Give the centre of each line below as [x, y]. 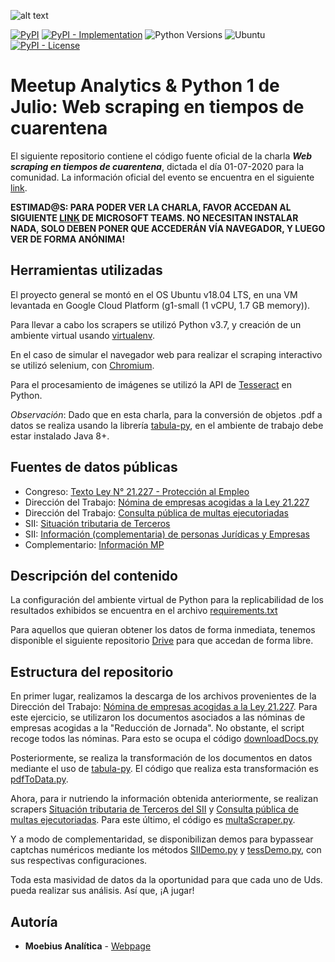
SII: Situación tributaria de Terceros [97, 523]
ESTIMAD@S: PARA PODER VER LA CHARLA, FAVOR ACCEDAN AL [151, 207]
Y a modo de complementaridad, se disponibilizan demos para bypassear [162, 839]
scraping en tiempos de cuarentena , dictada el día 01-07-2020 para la [157, 166]
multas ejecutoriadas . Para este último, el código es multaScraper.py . [153, 820]
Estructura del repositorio [92, 671]
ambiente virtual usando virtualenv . [82, 335]
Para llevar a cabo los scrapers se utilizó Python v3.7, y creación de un [156, 324]
